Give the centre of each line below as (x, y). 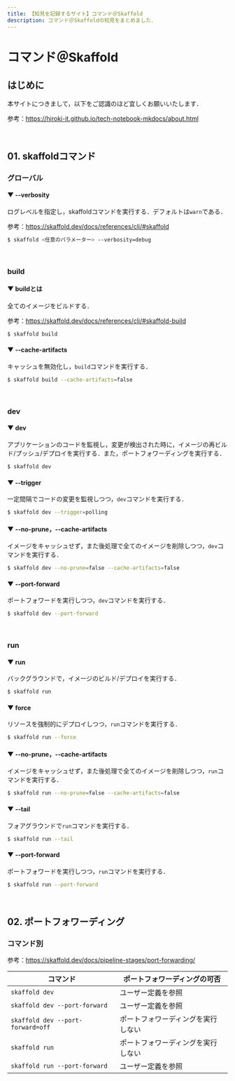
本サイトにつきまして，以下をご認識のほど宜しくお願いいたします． (105, 103)
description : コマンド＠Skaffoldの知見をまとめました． (82, 20)
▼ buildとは (25, 289)
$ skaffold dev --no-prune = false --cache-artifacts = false (93, 568)
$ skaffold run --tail (40, 839)
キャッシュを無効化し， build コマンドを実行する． (79, 366)
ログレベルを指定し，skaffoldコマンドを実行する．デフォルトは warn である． (117, 212)
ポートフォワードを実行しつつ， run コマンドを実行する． (88, 871)
